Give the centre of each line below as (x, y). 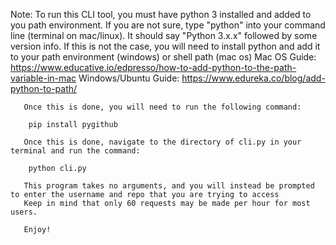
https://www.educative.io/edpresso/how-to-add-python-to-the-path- (153, 67)
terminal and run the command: (75, 151)
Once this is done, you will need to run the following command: (162, 107)
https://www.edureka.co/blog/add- (253, 78)
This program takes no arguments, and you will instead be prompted (169, 186)
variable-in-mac (43, 78)
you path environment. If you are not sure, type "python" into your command (168, 25)
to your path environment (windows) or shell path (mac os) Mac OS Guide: (163, 57)
